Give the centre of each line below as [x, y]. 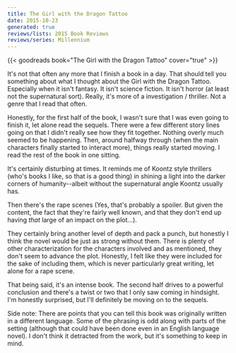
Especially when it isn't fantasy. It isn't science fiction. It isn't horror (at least [118, 89]
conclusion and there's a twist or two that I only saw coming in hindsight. [113, 292]
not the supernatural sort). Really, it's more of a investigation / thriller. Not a [117, 97]
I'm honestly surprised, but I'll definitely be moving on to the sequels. [108, 300]
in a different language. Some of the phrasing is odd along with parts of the [117, 321]
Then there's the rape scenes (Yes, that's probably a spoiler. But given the [115, 205]
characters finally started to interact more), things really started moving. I [114, 148]
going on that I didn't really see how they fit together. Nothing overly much [116, 133]
